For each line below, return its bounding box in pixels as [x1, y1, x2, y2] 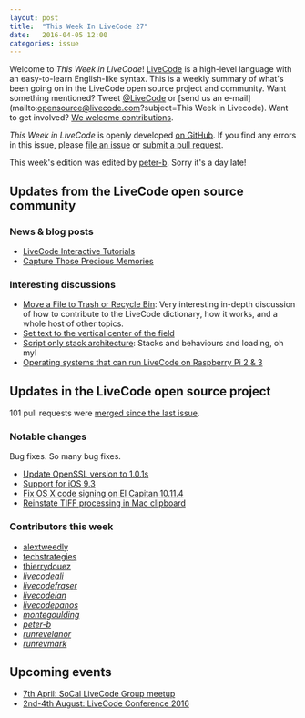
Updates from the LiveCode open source [9, 183, 244, 199]
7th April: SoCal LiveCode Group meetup [22, 689, 176, 700]
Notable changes [9, 430, 87, 443]
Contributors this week [9, 520, 114, 533]
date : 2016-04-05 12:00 [9, 30, 107, 39]
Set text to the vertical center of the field [22, 328, 175, 339]
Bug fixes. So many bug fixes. [9, 451, 121, 462]
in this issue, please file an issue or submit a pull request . [9, 139, 224, 150]
